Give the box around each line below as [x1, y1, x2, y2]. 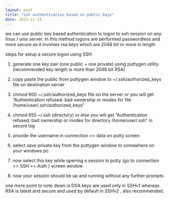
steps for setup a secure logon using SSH [5, 51, 92, 57]
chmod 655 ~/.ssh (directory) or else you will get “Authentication [12, 112, 148, 118]
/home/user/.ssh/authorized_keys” [12, 102, 85, 108]
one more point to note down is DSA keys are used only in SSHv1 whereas [5, 183, 160, 189]
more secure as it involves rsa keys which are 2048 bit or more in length [5, 42, 156, 48]
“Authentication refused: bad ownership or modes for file [12, 97, 132, 103]
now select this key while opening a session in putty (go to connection [12, 157, 159, 164]
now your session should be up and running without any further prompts [12, 173, 164, 179]
